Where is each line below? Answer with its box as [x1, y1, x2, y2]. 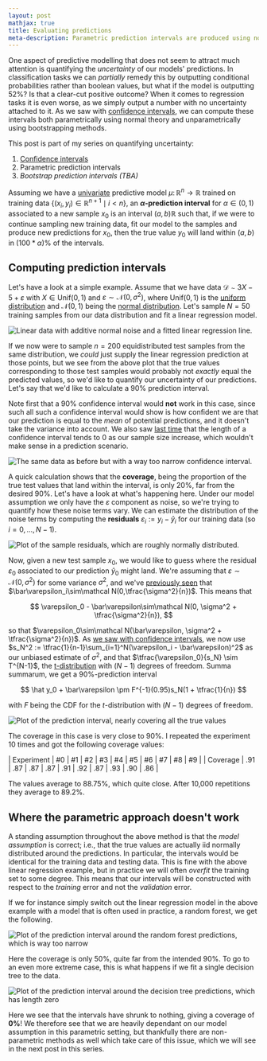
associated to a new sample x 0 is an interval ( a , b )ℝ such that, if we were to [8, 209, 255, 220]
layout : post [8, 11, 52, 20]
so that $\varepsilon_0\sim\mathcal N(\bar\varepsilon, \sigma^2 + [8, 626, 222, 635]
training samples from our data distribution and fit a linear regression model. [8, 310, 257, 320]
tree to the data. [8, 970, 61, 980]
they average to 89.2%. [8, 787, 85, 797]
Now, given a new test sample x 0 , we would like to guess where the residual [8, 556, 257, 568]
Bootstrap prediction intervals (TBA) [19, 171, 139, 181]
